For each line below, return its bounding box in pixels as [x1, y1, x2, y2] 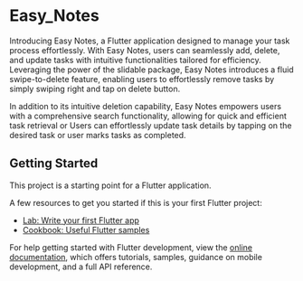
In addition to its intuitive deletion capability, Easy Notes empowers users [9, 100, 282, 111]
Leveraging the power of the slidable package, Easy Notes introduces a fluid [9, 64, 294, 75]
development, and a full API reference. [9, 261, 153, 272]
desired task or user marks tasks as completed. [9, 129, 187, 140]
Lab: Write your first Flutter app [22, 214, 140, 226]
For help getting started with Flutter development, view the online [9, 241, 253, 253]
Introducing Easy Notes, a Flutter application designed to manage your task [9, 35, 290, 46]
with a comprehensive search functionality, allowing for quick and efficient [9, 110, 288, 121]
